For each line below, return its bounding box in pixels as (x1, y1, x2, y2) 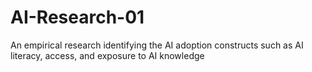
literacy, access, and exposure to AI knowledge (10, 49, 205, 61)
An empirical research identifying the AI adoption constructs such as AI (10, 39, 304, 51)
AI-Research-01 (10, 6, 145, 29)
